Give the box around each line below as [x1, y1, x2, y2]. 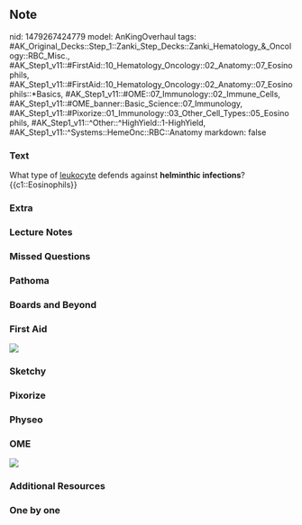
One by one [9, 503, 61, 516]
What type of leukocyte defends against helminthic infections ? [9, 170, 245, 181]
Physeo [9, 413, 43, 426]
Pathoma [9, 274, 50, 286]
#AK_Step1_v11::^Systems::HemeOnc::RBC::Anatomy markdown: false [9, 126, 267, 138]
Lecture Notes [9, 225, 73, 238]
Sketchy [9, 365, 47, 377]
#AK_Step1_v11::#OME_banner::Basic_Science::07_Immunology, [9, 98, 243, 109]
